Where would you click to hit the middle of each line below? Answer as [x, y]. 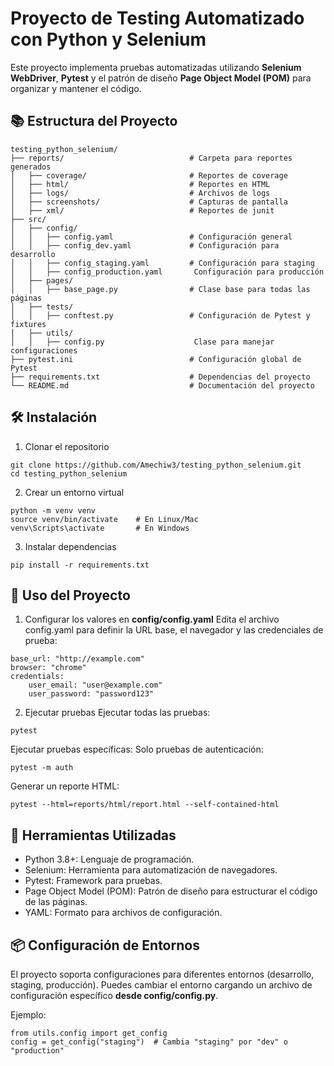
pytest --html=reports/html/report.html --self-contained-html [145, 805]
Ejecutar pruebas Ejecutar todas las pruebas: [117, 713]
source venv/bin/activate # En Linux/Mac [104, 519]
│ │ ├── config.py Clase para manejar [142, 342]
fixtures [28, 324]
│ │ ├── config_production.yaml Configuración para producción [167, 272]
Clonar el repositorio [67, 446]
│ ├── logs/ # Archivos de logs [140, 193]
